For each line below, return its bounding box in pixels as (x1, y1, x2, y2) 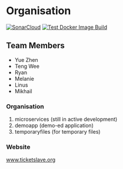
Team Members (6, 41, 65, 51)
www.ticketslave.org (6, 156, 56, 163)
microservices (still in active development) (14, 116, 118, 123)
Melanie (14, 75, 34, 82)
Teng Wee (14, 62, 40, 69)
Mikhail (14, 87, 32, 95)
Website (6, 143, 31, 151)
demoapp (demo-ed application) (14, 122, 94, 129)
